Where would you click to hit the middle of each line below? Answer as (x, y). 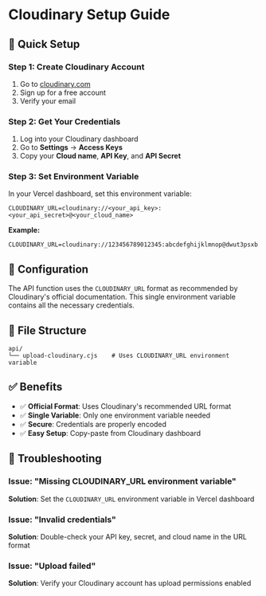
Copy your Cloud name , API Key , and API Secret (100, 156)
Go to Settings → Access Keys (71, 147)
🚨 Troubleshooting (55, 459)
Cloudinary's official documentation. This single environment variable (122, 297)
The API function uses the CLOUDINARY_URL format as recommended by (123, 288)
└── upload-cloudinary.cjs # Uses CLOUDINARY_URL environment (119, 356)
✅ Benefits (35, 387)
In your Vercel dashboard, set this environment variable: (100, 194)
